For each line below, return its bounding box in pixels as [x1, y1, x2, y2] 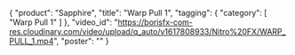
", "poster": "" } [52, 35, 109, 46]
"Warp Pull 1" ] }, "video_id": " [9, 17, 118, 27]
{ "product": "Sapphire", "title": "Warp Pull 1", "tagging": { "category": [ [9, 8, 267, 18]
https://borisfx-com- [117, 17, 194, 27]
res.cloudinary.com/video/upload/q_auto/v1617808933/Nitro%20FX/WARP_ [9, 27, 286, 36]
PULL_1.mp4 [9, 35, 54, 46]
